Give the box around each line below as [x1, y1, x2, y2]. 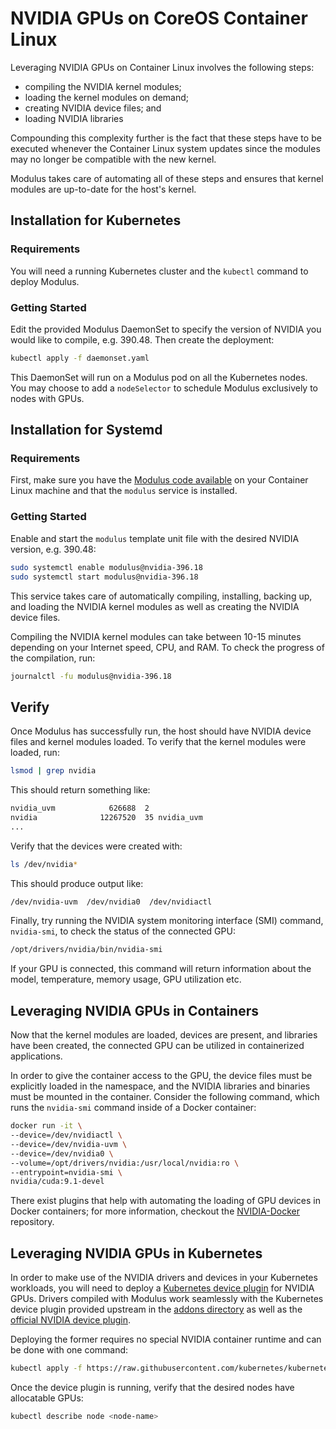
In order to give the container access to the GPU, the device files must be [10, 1070, 313, 1082]
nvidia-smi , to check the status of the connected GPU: [10, 925, 236, 937]
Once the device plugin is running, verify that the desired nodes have [10, 1381, 295, 1393]
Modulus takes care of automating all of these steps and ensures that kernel [10, 172, 324, 184]
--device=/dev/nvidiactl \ [10, 1130, 123, 1141]
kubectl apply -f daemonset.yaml [10, 353, 150, 363]
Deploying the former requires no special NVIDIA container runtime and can [10, 1333, 322, 1346]
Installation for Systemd [10, 422, 163, 439]
